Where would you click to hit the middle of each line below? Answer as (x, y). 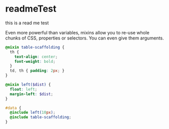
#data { (13, 108)
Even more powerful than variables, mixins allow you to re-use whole (77, 32)
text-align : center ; (36, 57)
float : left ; (24, 89)
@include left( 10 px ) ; (33, 113)
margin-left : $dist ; (31, 94)
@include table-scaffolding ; (41, 117)
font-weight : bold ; (35, 61)
